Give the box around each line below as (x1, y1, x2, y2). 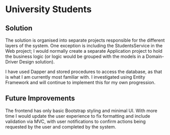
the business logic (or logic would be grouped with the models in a (5, 53, 145, 59)
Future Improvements (5, 94, 75, 103)
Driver (5, 59, 18, 64)
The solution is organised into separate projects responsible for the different (5, 37, 165, 43)
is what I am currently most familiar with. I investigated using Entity (5, 74, 146, 80)
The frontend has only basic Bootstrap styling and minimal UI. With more (5, 108, 158, 114)
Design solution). (19, 59, 55, 64)
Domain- (146, 53, 164, 59)
